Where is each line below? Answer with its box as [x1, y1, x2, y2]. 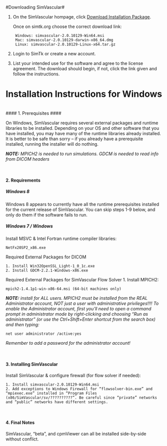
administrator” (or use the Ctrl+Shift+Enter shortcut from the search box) [5, 316, 156, 322]
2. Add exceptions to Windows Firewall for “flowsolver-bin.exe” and [5, 386, 153, 391]
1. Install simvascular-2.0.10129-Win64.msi [5, 382, 99, 387]
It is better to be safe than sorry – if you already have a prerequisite [5, 136, 143, 142]
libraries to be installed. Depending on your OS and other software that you [5, 125, 160, 131]
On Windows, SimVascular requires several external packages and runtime [5, 120, 159, 126]
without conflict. [5, 436, 39, 442]
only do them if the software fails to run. [5, 212, 87, 218]
